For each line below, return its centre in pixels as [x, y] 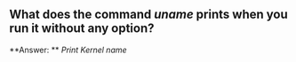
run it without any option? [82, 29]
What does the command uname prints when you [148, 15]
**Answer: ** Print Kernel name [68, 50]
